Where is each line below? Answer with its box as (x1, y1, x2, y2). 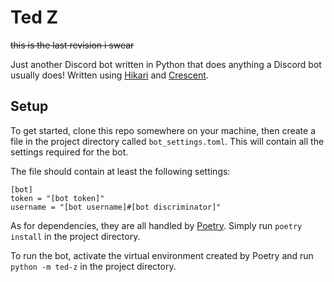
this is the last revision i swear (10, 39, 135, 51)
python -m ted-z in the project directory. (10, 260, 177, 272)
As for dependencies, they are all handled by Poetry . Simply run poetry (10, 219, 303, 231)
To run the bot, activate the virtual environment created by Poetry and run (10, 249, 314, 261)
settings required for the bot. (10, 146, 129, 158)
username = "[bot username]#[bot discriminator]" (10, 202, 222, 212)
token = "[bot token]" (10, 193, 105, 203)
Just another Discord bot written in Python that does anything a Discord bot (10, 58, 322, 70)
